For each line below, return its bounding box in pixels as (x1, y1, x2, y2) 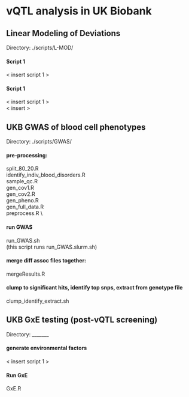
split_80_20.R (6, 165, 39, 172)
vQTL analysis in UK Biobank (6, 4, 153, 18)
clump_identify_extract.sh (6, 297, 69, 305)
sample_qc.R (6, 178, 38, 185)
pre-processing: (6, 151, 48, 159)
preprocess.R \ (6, 210, 43, 217)
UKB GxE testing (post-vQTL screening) (6, 315, 158, 325)
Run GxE (6, 371, 28, 379)
